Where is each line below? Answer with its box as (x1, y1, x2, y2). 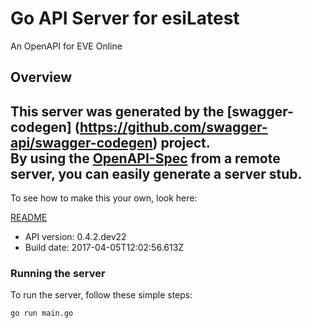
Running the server (10, 267, 106, 281)
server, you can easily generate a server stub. (10, 165, 303, 182)
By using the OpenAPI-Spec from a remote (10, 150, 281, 167)
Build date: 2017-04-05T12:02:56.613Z (24, 242, 185, 254)
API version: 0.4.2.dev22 (24, 231, 127, 243)
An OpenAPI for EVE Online (10, 40, 123, 52)
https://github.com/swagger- (79, 118, 268, 136)
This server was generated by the (10, 103, 225, 120)
